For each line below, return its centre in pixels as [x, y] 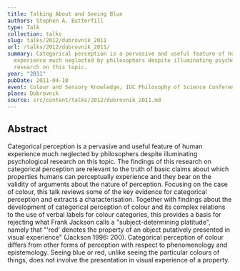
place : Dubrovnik [33, 93]
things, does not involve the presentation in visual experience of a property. [119, 260]
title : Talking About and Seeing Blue [65, 14]
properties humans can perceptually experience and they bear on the [110, 176]
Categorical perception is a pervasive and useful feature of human [105, 146]
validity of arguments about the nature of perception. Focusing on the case [118, 184]
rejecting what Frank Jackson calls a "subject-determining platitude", [109, 222]
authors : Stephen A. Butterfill [55, 21]
